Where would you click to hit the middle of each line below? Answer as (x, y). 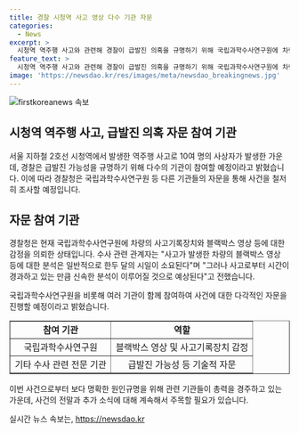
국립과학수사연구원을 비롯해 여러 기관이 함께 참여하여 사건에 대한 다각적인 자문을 (148, 296)
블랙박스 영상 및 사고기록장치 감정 (182, 347)
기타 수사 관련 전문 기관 (61, 364)
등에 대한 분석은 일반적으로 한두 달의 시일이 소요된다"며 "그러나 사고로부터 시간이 (149, 266)
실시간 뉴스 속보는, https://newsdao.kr (77, 419)
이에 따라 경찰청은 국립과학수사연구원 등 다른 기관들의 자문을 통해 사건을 (145, 178)
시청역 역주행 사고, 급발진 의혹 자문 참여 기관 (123, 133)
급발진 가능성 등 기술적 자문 (182, 364)
